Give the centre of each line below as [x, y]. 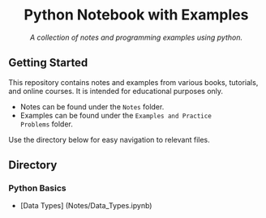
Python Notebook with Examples [136, 15]
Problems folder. [46, 124]
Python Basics [37, 188]
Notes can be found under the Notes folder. [92, 106]
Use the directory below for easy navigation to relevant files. [109, 139]
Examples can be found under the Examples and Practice [116, 115]
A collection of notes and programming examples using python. [136, 37]
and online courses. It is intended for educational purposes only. [116, 91]
